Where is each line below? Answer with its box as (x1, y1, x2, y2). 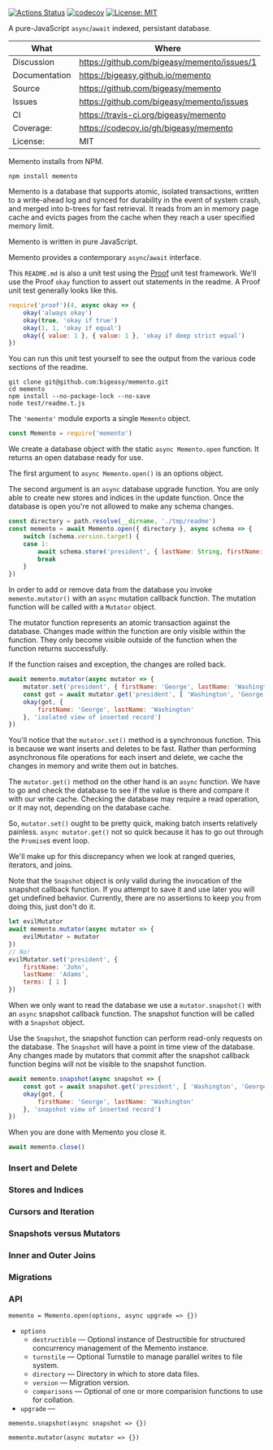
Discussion (12, 57, 55, 67)
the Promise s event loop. (8, 836, 90, 845)
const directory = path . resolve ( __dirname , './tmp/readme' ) (8, 517, 217, 526)
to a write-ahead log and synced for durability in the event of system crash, (8, 195, 262, 205)
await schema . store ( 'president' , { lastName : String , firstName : (37, 547, 264, 556)
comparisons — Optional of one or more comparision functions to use (32, 1386, 263, 1396)
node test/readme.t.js (8, 399, 85, 408)
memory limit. (8, 221, 54, 231)
